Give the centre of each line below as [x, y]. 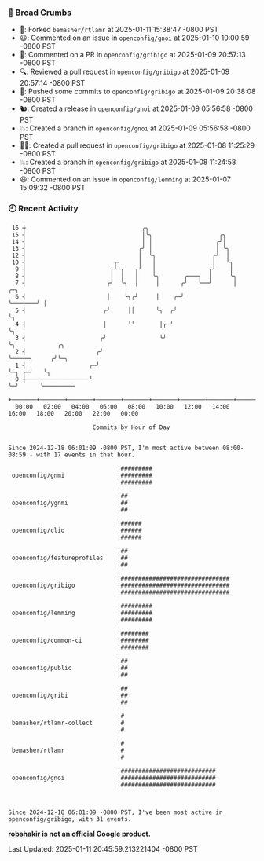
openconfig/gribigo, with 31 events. [70, 819]
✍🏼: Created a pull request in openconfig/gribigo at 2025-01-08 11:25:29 [137, 145]
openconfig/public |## [70, 668]
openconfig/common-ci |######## [80, 640]
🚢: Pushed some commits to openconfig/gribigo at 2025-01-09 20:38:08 [138, 92]
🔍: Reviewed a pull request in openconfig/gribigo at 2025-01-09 [125, 72]
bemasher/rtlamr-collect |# [68, 723]
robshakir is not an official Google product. [79, 834]
